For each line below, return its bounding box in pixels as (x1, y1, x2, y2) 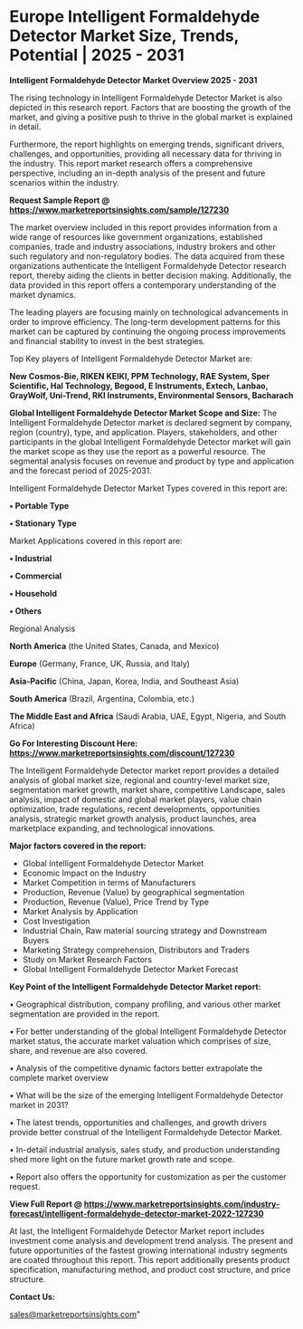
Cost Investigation (22, 915, 90, 926)
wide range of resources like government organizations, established (9, 231, 263, 242)
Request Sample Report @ (9, 195, 110, 206)
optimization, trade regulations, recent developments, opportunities (9, 803, 260, 814)
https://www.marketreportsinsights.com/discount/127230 (9, 747, 235, 758)
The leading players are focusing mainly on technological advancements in (9, 306, 289, 318)
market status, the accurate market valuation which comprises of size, (9, 1035, 271, 1047)
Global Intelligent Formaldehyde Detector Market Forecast (22, 963, 239, 974)
